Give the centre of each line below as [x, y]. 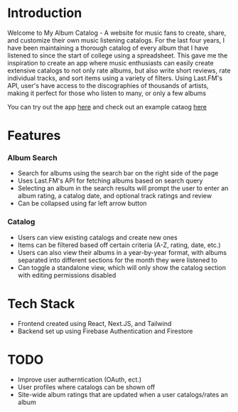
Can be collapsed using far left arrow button [82, 203]
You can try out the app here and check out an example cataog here [107, 107]
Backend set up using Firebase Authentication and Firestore [105, 331]
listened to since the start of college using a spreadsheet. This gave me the [118, 55]
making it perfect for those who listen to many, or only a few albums [107, 93]
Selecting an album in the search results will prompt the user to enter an [123, 188]
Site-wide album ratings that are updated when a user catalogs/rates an [123, 394]
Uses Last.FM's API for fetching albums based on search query [110, 181]
